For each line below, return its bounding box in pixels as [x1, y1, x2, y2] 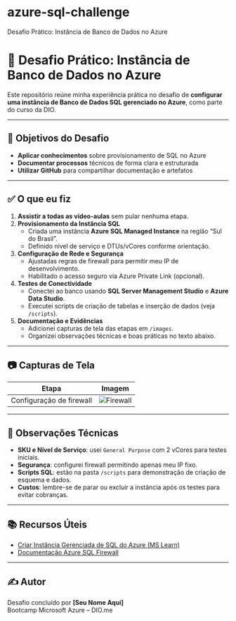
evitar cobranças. [17, 491, 69, 499]
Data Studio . [27, 294, 65, 303]
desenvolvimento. [27, 264, 80, 272]
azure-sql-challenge [7, 4, 130, 20]
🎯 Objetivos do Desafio [7, 132, 110, 144]
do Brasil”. [27, 234, 58, 243]
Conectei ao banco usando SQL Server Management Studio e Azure [27, 287, 229, 295]
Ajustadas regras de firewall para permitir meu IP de [27, 256, 179, 265]
